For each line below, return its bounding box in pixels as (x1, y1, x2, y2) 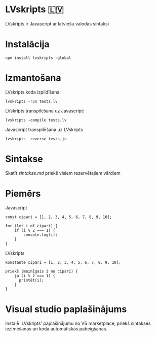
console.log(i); (23, 232, 58, 237)
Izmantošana (5, 72, 61, 84)
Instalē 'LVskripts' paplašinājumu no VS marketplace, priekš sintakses (5, 320, 151, 326)
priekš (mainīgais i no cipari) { (5, 268, 79, 274)
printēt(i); (18, 278, 44, 283)
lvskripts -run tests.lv (5, 99, 58, 104)
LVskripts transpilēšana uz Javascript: (5, 108, 85, 114)
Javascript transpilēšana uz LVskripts (5, 126, 84, 133)
